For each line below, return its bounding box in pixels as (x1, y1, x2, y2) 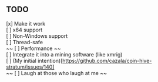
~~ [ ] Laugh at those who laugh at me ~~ (6, 69, 107, 76)
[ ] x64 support (6, 26, 43, 33)
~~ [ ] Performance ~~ (6, 45, 61, 52)
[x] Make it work (6, 20, 46, 27)
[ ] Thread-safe (6, 38, 43, 45)
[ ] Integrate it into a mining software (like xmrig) (6, 51, 123, 58)
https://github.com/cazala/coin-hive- (62, 57, 152, 64)
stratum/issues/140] (6, 63, 55, 70)
